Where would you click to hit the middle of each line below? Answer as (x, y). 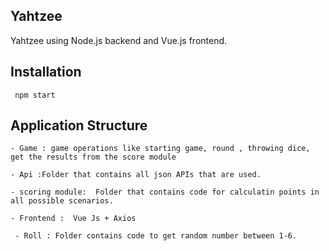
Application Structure (79, 125)
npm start (35, 95)
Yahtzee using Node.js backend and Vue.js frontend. (119, 40)
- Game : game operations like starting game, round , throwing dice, (160, 149)
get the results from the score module (93, 157)
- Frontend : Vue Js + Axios (73, 219)
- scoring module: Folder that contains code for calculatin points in (165, 192)
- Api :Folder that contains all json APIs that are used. (136, 175)
